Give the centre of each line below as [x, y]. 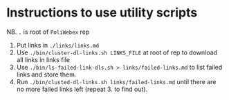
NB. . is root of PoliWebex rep [48, 32]
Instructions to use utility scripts [102, 13]
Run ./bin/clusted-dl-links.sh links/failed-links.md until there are [116, 81]
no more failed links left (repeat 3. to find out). [82, 89]
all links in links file [43, 59]
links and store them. [46, 74]
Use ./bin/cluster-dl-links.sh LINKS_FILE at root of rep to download [117, 52]
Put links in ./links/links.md [58, 45]
